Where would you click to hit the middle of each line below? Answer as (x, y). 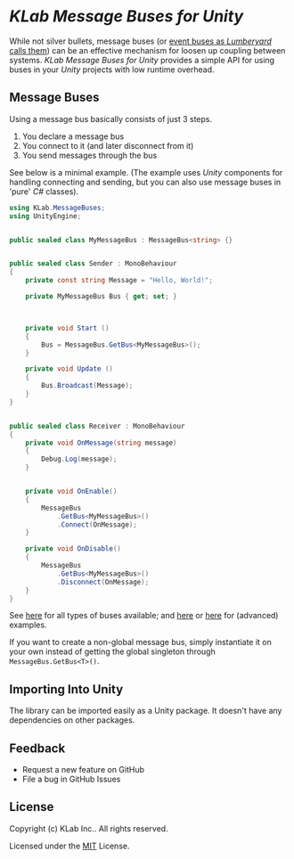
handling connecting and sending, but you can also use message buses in (145, 182)
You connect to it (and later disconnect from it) (108, 145)
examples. (28, 625)
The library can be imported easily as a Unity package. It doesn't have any (146, 711)
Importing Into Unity (66, 689)
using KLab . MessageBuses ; (57, 208)
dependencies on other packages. (72, 720)
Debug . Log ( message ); (79, 459)
